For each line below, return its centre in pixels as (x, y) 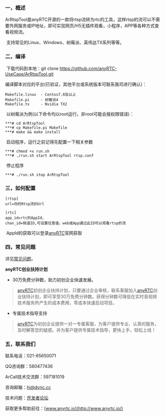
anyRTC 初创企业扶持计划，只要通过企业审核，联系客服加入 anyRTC (85, 291)
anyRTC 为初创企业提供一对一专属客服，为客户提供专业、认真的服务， (88, 324)
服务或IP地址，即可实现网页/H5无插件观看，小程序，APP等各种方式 (86, 26)
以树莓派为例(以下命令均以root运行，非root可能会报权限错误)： (70, 114)
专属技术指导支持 (30, 313)
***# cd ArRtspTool (25, 123)
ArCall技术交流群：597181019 (35, 377)
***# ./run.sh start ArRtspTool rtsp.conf (49, 155)
